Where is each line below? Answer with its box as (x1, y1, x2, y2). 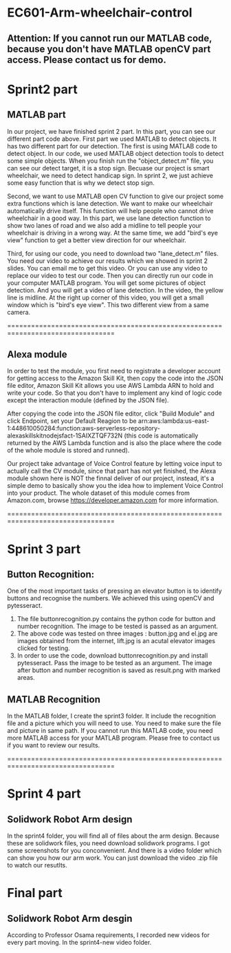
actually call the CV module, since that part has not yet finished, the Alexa (7, 467, 217, 475)
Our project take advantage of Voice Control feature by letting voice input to (7, 460, 222, 468)
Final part (7, 885, 63, 901)
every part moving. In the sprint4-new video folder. (7, 939, 152, 947)
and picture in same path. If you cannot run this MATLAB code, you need (7, 727, 213, 735)
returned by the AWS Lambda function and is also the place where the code (7, 439, 222, 447)
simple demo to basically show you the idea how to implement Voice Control (7, 482, 223, 490)
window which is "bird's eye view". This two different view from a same (7, 300, 210, 308)
